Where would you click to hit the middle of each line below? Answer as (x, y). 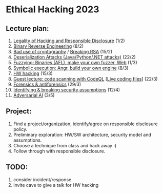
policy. (20, 129)
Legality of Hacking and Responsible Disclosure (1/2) (69, 41)
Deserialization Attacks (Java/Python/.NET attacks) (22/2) (75, 57)
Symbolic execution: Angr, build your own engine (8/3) (71, 68)
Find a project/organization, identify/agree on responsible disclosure (85, 124)
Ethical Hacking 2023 (53, 9)
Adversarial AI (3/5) (34, 95)
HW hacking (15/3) (33, 73)
